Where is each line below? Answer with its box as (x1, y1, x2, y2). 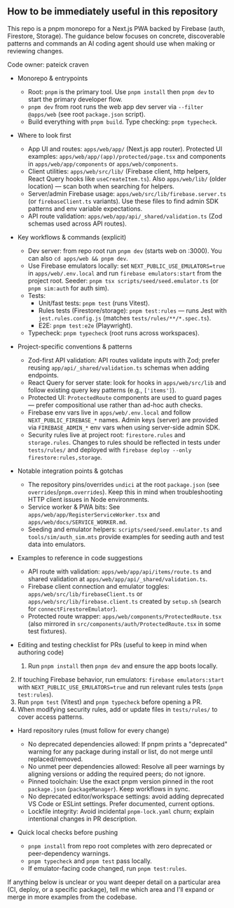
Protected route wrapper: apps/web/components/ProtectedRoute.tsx (27, 611, 222, 621)
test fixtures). (27, 627, 67, 635)
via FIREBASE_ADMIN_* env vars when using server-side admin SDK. (27, 423, 221, 432)
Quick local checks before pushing (17, 828, 118, 836)
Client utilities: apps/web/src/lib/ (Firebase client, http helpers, (27, 167, 210, 175)
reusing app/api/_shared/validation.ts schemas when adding (27, 363, 209, 372)
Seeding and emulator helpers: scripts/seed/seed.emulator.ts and (27, 525, 222, 533)
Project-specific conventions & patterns (17, 342, 132, 351)
